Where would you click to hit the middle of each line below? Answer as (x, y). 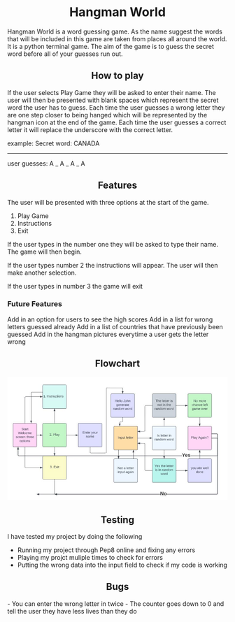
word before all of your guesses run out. (65, 54)
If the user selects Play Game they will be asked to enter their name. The (112, 92)
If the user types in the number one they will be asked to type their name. (113, 244)
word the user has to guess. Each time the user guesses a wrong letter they (116, 107)
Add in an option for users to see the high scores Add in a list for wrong (110, 319)
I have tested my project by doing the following (75, 536)
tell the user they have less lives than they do (72, 611)
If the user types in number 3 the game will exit (75, 286)
